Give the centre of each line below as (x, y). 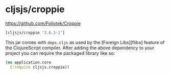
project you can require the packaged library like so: (60, 53)
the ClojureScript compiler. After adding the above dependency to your (80, 48)
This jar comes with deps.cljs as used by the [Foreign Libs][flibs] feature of (85, 42)
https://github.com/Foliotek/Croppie (43, 23)
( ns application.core (28, 62)
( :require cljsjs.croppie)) (40, 67)
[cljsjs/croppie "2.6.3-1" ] (35, 32)
